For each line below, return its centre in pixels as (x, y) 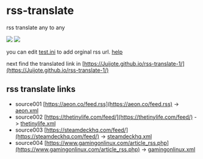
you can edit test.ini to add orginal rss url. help (65, 52)
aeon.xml (27, 110)
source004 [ (31, 143)
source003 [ (31, 130)
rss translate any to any (36, 27)
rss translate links (41, 89)
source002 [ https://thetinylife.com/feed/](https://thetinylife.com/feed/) (104, 117)
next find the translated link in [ (45, 63)
